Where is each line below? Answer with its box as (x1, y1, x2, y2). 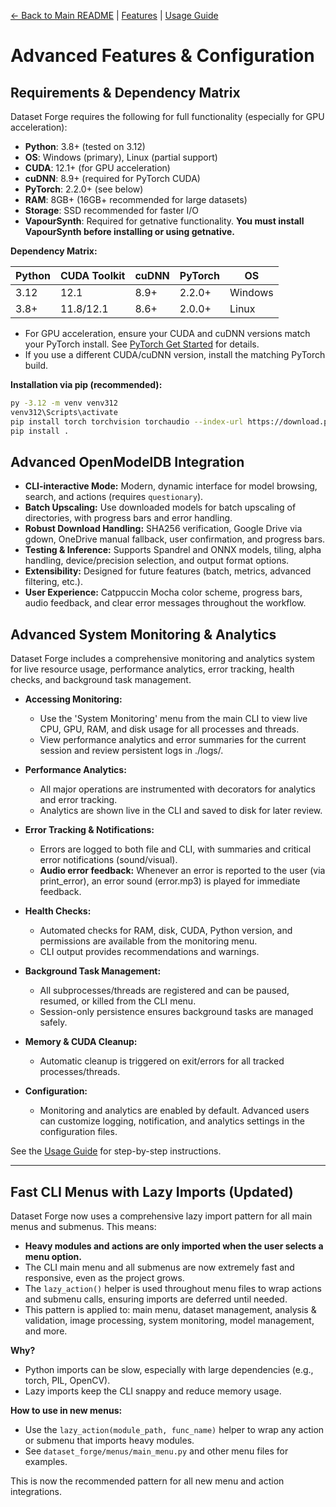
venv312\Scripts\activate (10, 407, 118, 417)
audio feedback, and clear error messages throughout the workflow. (24, 597, 307, 609)
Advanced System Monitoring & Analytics (10, 626, 277, 643)
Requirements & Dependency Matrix (10, 84, 241, 101)
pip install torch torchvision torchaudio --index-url (10, 416, 244, 427)
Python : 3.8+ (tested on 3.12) (24, 141, 146, 152)
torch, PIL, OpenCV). (24, 1374, 111, 1386)
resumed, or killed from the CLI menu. (39, 995, 197, 1007)
